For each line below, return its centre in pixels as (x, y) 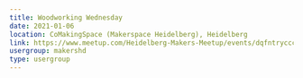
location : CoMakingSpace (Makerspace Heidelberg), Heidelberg (129, 34)
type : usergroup (40, 59)
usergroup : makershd (48, 51)
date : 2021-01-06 (42, 26)
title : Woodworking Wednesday (66, 17)
